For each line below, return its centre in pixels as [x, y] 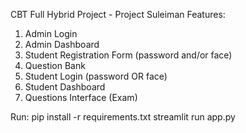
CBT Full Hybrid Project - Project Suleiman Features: [118, 14]
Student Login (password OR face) [96, 76]
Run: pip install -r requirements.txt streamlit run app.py [123, 117]
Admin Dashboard [62, 44]
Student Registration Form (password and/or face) [128, 55]
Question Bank [55, 65]
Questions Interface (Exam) [81, 97]
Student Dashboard [65, 87]
